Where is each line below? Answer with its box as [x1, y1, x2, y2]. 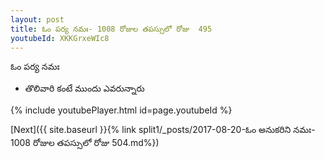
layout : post [10, 14, 65, 25]
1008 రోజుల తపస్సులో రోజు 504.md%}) [10, 137, 160, 149]
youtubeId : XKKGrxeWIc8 [10, 33, 110, 43]
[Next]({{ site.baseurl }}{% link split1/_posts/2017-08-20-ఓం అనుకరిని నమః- [10, 124, 316, 136]
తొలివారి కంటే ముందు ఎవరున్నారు [24, 82, 145, 95]
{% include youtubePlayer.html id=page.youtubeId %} [10, 104, 233, 116]
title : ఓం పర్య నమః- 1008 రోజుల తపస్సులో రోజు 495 [10, 24, 213, 34]
